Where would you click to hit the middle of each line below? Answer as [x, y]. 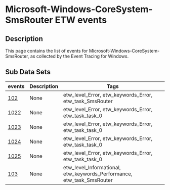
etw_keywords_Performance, [98, 174]
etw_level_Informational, [92, 167]
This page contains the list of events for [47, 51]
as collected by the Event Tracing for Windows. [79, 56]
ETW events [81, 20]
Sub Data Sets [28, 72]
